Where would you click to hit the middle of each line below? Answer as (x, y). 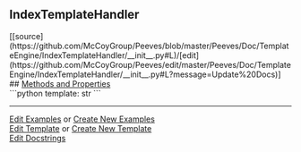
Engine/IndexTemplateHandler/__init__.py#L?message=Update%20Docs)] (145, 74)
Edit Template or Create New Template (81, 128)
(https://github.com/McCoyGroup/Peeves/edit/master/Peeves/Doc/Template (150, 64)
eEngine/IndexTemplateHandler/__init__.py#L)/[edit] (104, 55)
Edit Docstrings (38, 138)
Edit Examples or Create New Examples (82, 119)
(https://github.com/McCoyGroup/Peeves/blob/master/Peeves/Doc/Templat (149, 46)
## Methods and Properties (60, 83)
